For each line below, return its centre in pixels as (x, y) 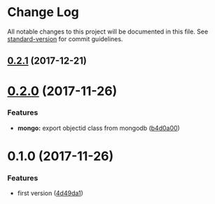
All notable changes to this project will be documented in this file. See (108, 31)
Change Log (43, 12)
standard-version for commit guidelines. (65, 38)
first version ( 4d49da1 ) (50, 194)
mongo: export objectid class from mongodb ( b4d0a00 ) (98, 128)
